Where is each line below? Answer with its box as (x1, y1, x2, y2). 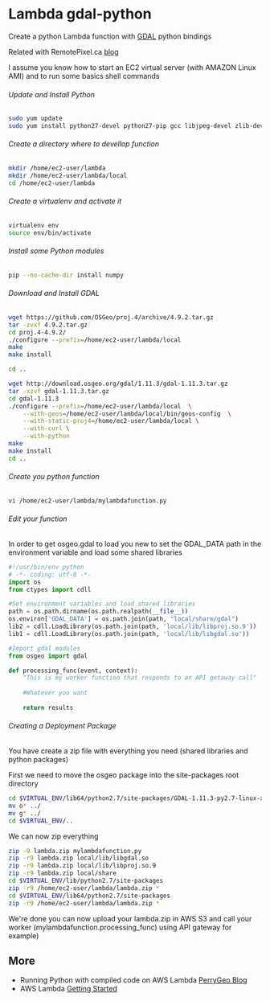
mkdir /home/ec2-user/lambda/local (8, 171, 128, 179)
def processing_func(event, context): (8, 667, 138, 675)
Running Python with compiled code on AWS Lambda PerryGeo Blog (19, 975, 247, 985)
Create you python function (8, 472, 100, 482)
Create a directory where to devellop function (8, 139, 159, 149)
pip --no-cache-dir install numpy (8, 271, 125, 279)
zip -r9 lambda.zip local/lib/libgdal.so (8, 854, 149, 863)
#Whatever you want (22, 689, 88, 697)
